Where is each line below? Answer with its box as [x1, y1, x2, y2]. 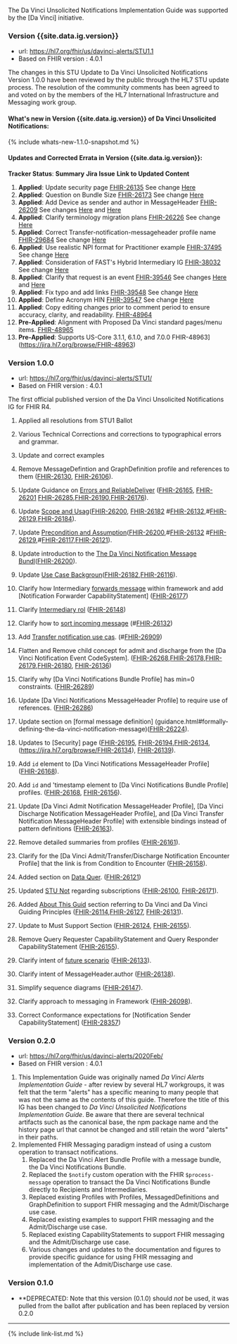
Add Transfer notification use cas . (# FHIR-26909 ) [18, 633, 162, 641]
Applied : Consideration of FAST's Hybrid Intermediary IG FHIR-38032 [18, 257, 221, 267]
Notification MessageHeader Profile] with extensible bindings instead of [18, 817, 227, 825]
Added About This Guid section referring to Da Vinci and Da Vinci [18, 900, 208, 908]
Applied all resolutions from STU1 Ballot [18, 416, 133, 424]
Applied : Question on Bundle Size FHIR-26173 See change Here [18, 190, 204, 199]
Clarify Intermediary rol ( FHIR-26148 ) [18, 606, 126, 613]
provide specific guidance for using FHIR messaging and [28, 1253, 193, 1261]
